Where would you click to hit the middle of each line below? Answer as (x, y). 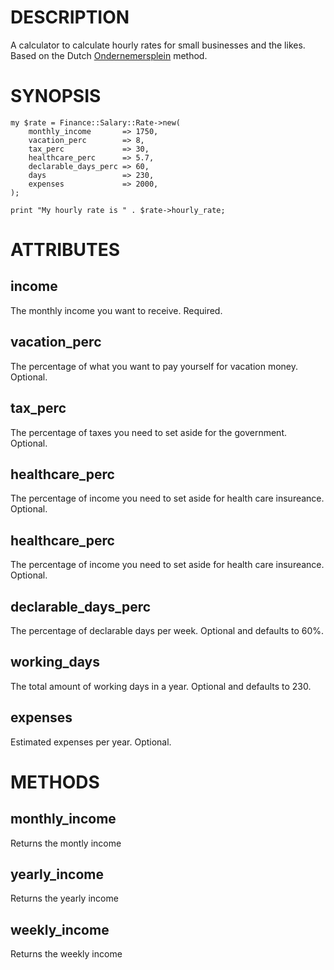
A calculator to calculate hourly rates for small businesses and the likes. (158, 45)
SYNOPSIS (56, 96)
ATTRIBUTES (65, 250)
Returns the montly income (66, 843)
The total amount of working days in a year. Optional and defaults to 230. (161, 686)
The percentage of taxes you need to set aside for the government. (148, 432)
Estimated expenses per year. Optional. (91, 742)
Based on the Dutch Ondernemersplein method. (109, 55)
